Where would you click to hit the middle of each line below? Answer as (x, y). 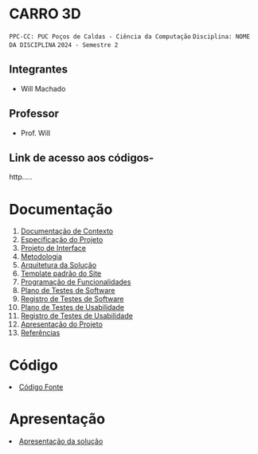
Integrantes (39, 70)
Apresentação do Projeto (61, 324)
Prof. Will (35, 133)
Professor (34, 113)
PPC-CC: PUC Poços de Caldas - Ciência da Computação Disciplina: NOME (129, 37)
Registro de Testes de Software (72, 299)
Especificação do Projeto (62, 240)
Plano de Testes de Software (68, 291)
